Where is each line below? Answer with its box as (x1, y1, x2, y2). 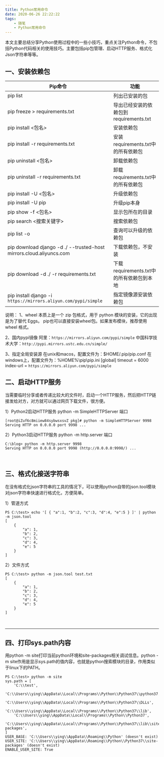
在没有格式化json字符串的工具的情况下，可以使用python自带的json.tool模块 (5, 484, 156, 490)
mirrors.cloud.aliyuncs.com (7, 250, 70, 257)
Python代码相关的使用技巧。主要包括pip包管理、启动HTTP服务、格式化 (9, 45, 153, 51)
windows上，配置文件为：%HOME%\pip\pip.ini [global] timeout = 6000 (5, 357, 149, 363)
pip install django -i (7, 292, 52, 299)
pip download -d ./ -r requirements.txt (7, 270, 96, 277)
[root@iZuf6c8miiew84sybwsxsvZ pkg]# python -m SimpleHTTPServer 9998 (5, 418, 152, 423)
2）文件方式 (5, 562, 29, 568)
